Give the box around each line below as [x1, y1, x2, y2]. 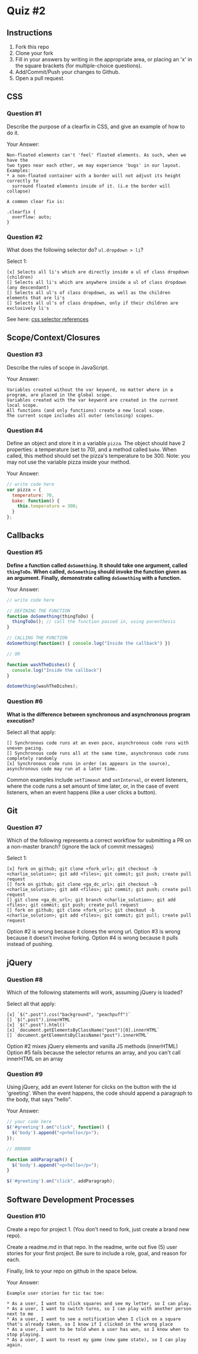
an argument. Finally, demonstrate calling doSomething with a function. [6, 574, 181, 581]
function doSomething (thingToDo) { [6, 613, 94, 619]
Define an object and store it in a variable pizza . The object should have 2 [6, 439, 186, 446]
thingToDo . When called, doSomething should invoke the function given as [6, 568, 187, 575]
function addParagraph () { [6, 1156, 73, 1163]
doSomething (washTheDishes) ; [6, 683, 78, 689]
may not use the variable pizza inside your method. [6, 458, 131, 465]
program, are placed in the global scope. [6, 391, 113, 398]
